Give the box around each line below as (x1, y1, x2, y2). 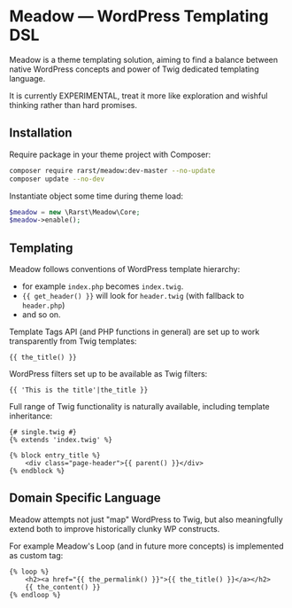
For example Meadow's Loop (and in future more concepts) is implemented (9, 541, 284, 551)
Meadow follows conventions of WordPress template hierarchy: (9, 264, 241, 275)
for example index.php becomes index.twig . (21, 281, 184, 292)
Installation (9, 126, 73, 141)
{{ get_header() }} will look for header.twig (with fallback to (21, 291, 245, 301)
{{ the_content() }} (25, 582, 101, 591)
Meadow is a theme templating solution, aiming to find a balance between (9, 54, 279, 65)
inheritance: (9, 410, 53, 422)
